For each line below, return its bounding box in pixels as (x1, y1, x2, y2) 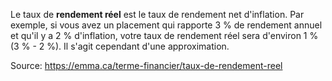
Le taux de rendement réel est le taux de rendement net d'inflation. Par (10, 9, 305, 20)
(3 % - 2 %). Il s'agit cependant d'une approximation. (10, 40, 230, 52)
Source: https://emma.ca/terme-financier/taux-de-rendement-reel (10, 60, 283, 71)
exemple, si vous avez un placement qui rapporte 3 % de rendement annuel (10, 19, 323, 31)
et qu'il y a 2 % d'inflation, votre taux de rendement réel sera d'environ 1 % (10, 30, 319, 41)
